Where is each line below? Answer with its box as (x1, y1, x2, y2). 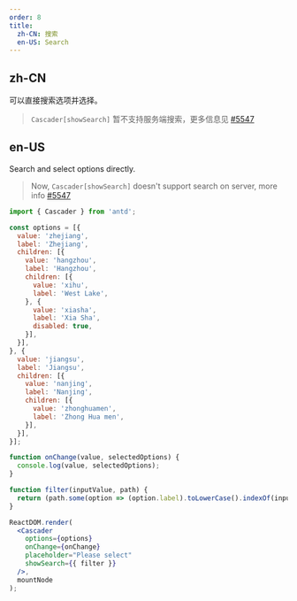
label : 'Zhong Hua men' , (32, 412, 125, 421)
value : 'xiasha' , (32, 305, 97, 314)
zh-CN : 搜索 (17, 29, 59, 38)
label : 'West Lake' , (32, 289, 109, 297)
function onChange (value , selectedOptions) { (9, 453, 179, 462)
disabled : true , (32, 322, 93, 331)
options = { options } (25, 535, 93, 543)
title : (9, 21, 34, 30)
